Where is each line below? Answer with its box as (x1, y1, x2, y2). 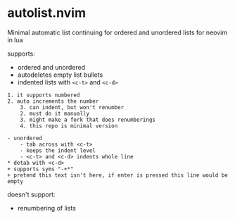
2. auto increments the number (7, 97, 99, 105)
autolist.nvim (7, 5, 87, 21)
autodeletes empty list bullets (17, 70, 103, 79)
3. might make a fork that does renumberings (20, 116, 156, 123)
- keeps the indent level (20, 146, 96, 154)
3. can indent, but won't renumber (20, 104, 125, 111)
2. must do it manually (20, 110, 90, 117)
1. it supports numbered (7, 92, 80, 99)
